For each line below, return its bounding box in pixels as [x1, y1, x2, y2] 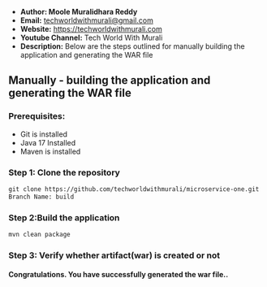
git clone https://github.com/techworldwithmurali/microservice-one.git [8, 185, 260, 194]
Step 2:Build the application [8, 211, 120, 223]
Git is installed [19, 129, 67, 139]
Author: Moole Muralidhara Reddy [19, 7, 138, 16]
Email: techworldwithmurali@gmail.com [19, 15, 154, 25]
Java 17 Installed [19, 137, 76, 147]
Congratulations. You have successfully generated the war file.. [8, 270, 229, 280]
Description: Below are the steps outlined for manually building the [19, 41, 245, 51]
